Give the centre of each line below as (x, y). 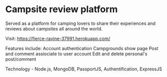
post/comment (21, 59)
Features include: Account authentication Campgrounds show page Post (82, 48)
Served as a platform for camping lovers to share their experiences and (80, 23)
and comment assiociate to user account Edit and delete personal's (76, 54)
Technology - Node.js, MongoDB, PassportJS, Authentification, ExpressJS (84, 69)
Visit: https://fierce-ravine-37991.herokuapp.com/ (58, 38)
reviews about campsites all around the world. (54, 28)
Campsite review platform (61, 9)
